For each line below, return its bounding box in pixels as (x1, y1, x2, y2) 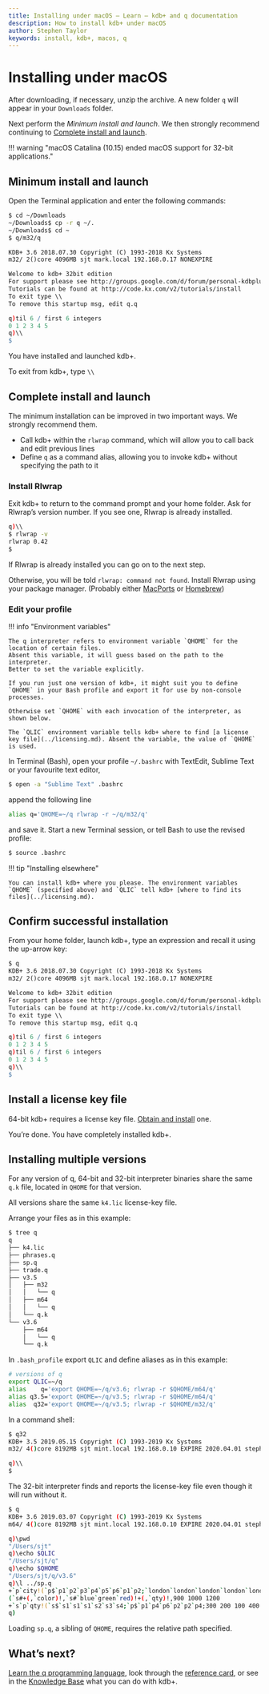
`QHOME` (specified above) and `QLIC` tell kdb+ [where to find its (8, 885, 242, 893)
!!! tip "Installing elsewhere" (8, 863, 99, 873)
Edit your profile (8, 604, 72, 615)
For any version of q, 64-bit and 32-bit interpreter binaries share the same (8, 1174, 253, 1183)
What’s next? (8, 1647, 76, 1660)
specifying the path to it (19, 460, 98, 470)
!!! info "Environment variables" (8, 622, 111, 632)
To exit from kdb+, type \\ (8, 367, 94, 376)
